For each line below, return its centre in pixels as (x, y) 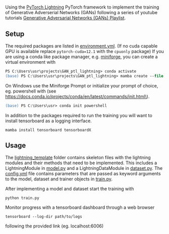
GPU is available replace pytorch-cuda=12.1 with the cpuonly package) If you (84, 51)
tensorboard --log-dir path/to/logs (44, 217)
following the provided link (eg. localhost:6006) (54, 226)
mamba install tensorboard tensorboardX (48, 130)
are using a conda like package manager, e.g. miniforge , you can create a (81, 57)
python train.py (22, 198)
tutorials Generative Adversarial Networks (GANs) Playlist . (66, 18)
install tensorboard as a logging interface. (48, 121)
